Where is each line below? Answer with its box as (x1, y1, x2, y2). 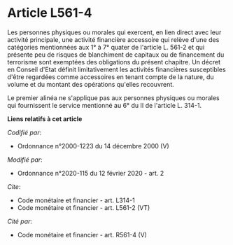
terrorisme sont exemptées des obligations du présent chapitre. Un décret (7, 57, 221, 66)
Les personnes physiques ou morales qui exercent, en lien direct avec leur (7, 28, 222, 36)
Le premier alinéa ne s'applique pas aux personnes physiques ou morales (7, 93, 220, 102)
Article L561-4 (7, 5, 92, 21)
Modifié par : (7, 155, 43, 164)
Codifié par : (7, 128, 42, 136)
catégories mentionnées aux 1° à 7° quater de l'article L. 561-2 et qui (7, 43, 205, 51)
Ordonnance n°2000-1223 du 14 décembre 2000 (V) (17, 141, 169, 150)
